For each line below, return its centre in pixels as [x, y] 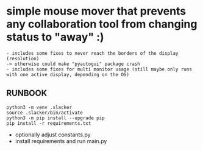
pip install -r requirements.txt [49, 123]
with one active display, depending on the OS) [68, 74]
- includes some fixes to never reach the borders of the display [92, 53]
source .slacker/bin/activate [45, 113]
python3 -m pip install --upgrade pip [55, 118]
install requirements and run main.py [61, 141]
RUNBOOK [27, 93]
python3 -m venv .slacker [39, 107]
